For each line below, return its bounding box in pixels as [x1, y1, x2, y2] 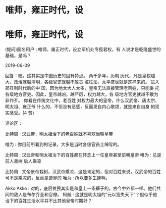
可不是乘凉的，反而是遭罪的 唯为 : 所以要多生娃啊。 [5, 175, 110, 181]
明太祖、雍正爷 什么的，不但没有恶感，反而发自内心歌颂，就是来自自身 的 [5, 104, 155, 109]
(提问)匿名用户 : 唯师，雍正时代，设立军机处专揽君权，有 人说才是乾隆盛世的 [5, 47, 161, 52]
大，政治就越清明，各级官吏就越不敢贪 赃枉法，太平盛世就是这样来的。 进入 [5, 79, 160, 85]
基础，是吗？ [5, 52, 31, 58]
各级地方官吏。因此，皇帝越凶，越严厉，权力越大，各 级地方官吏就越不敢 [5, 91, 154, 97]
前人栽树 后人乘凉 [5, 158, 41, 164]
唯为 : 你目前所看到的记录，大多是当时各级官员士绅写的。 [5, 142, 122, 148]
